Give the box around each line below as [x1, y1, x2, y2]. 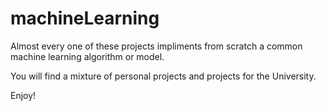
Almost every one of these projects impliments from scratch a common [10, 40, 303, 52]
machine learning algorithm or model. [10, 50, 165, 62]
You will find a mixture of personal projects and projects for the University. [10, 70, 317, 82]
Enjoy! [10, 89, 37, 101]
